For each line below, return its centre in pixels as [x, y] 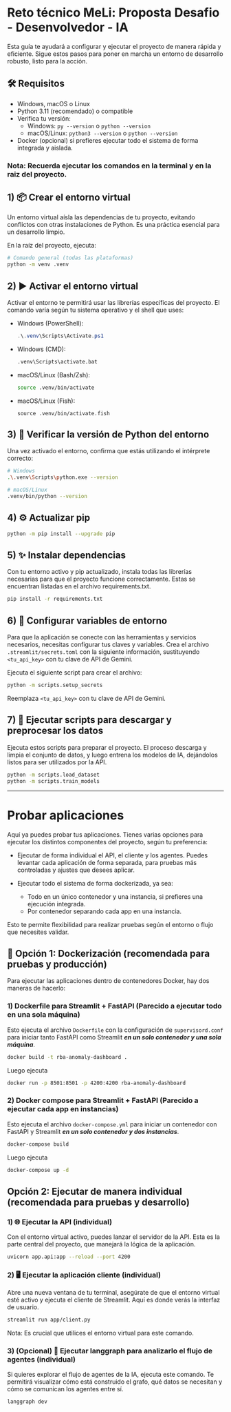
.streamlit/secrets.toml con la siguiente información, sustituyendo [103, 652]
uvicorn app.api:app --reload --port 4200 [69, 1257]
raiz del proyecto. [37, 174]
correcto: [20, 458]
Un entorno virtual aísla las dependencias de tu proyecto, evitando [101, 217]
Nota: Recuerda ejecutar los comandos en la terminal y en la [109, 166]
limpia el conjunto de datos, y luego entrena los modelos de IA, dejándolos [112, 755]
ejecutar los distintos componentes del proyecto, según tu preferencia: [108, 842]
